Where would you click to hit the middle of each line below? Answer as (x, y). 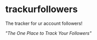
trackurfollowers (42, 9)
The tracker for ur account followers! (44, 23)
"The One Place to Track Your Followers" (48, 33)
